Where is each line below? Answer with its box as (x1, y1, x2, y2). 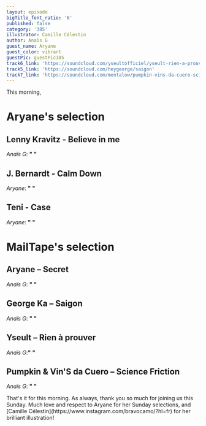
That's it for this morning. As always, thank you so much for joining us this (6, 395, 193, 402)
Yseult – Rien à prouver (6, 332, 96, 343)
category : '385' (6, 26, 48, 32)
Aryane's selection (6, 110, 105, 124)
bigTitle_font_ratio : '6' (6, 15, 72, 21)
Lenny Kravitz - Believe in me (6, 134, 120, 145)
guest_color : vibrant (6, 49, 62, 55)
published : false (6, 20, 51, 26)
